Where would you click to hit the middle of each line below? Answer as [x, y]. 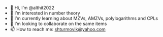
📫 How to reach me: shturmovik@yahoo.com [58, 29]
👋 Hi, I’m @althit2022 [32, 8]
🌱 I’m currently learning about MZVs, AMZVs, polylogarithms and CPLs [84, 18]
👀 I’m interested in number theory [45, 13]
